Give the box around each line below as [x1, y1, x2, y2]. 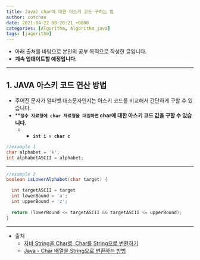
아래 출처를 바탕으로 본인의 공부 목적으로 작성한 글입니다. [14, 48, 147, 55]
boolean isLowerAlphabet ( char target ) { [6, 177, 108, 183]
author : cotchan [6, 14, 46, 20]
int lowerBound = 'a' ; [11, 193, 68, 199]
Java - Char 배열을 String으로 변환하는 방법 [23, 247, 126, 254]
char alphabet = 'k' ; [6, 149, 60, 155]
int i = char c [32, 133, 70, 139]
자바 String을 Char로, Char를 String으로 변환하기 [23, 239, 139, 247]
